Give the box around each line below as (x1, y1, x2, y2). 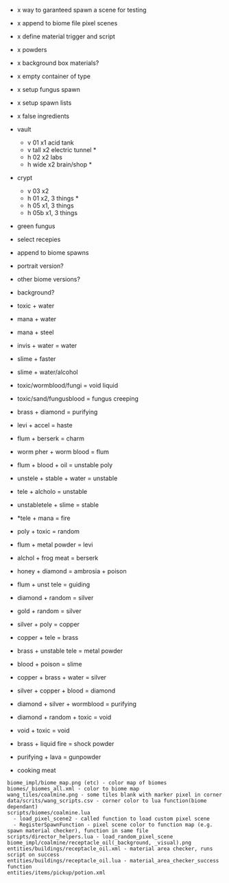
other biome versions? (16, 275, 81, 283)
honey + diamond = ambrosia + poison (16, 567, 127, 575)
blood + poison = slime (16, 660, 82, 668)
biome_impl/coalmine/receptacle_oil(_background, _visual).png (7, 839, 192, 846)
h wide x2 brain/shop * (27, 160, 93, 169)
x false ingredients (16, 112, 70, 120)
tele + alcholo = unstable (16, 488, 88, 495)
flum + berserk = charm (16, 434, 84, 443)
